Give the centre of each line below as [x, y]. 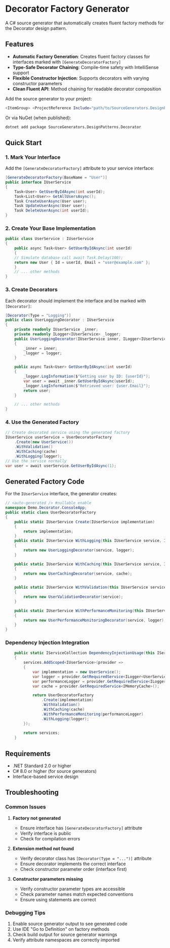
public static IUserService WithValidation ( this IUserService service [90, 587]
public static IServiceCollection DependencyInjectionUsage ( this [85, 653]
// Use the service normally [36, 461]
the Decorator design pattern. [36, 28]
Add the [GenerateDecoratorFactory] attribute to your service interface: [80, 168]
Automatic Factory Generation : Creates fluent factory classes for [81, 56]
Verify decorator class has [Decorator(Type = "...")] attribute [86, 858]
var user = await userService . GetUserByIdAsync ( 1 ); [61, 466]
